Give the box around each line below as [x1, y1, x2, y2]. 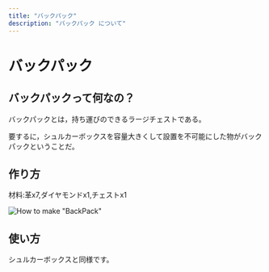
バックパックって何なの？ [8, 91, 135, 105]
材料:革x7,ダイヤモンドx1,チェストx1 [8, 190, 128, 200]
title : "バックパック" [8, 11, 78, 20]
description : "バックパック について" [8, 19, 127, 27]
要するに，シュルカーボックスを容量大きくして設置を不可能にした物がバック [8, 131, 263, 141]
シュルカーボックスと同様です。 [8, 255, 114, 265]
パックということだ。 [8, 141, 79, 151]
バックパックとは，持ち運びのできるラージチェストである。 [8, 114, 206, 123]
